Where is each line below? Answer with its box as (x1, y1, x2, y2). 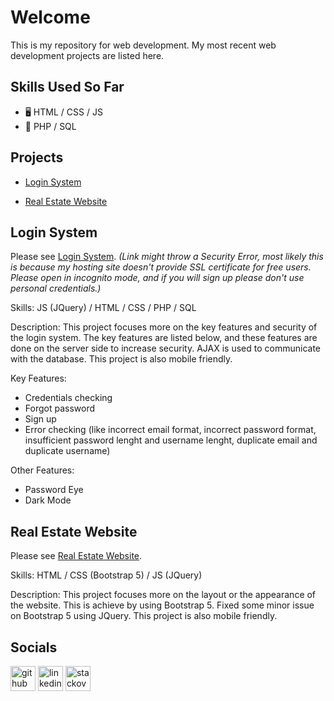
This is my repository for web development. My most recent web (10, 39, 277, 51)
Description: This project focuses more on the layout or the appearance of (10, 589, 317, 601)
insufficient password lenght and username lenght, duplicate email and (24, 434, 318, 446)
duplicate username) (24, 445, 111, 457)
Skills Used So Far (10, 79, 125, 96)
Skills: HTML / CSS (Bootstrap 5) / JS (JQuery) (10, 569, 203, 581)
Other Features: (10, 464, 75, 476)
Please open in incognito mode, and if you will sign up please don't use (10, 272, 305, 284)
